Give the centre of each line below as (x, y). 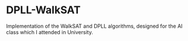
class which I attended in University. (50, 32)
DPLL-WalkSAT (43, 10)
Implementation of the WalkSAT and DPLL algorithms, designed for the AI (94, 26)
